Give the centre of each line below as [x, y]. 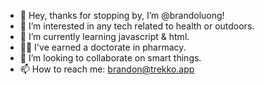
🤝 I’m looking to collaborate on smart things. [110, 58]
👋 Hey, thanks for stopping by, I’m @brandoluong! [122, 15]
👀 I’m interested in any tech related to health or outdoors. [137, 26]
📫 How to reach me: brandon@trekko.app [107, 69]
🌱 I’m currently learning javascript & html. [104, 36]
